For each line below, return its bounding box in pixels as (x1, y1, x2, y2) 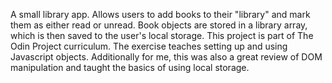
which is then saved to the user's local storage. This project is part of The (10, 30, 314, 41)
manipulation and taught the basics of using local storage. (10, 62, 250, 73)
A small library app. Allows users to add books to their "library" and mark (10, 9, 311, 20)
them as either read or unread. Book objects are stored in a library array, (10, 19, 308, 31)
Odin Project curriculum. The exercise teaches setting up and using (10, 40, 288, 52)
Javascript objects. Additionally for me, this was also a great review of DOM (10, 51, 323, 63)
